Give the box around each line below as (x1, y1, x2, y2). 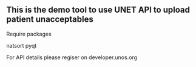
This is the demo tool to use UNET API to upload (6, 5, 190, 15)
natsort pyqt (6, 42, 37, 49)
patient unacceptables (6, 14, 94, 25)
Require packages (6, 30, 52, 37)
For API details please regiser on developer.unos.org (6, 54, 138, 61)
